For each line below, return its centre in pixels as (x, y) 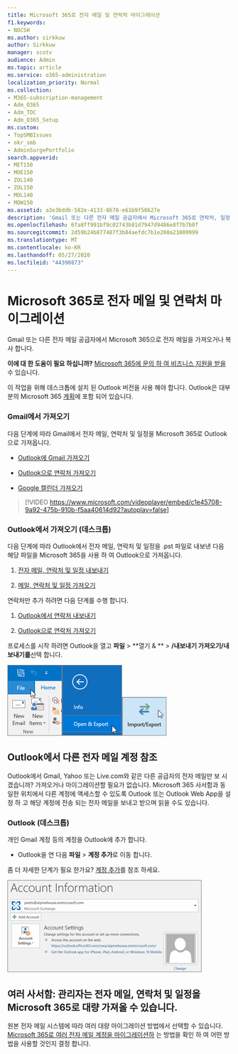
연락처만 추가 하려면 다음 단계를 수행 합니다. (68, 600)
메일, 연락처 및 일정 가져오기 (56, 585)
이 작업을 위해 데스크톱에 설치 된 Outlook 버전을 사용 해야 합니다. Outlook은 (113, 388)
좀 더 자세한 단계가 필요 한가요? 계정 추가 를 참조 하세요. (83, 870)
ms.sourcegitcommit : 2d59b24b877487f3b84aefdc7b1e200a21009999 (103, 233)
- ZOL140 (20, 180)
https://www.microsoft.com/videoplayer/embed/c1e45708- (136, 502)
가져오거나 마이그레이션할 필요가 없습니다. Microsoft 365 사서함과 (127, 784)
